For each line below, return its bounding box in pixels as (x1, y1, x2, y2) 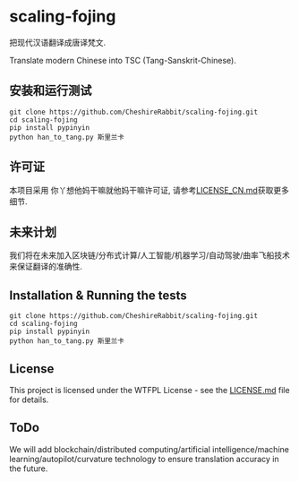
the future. (9, 463, 48, 474)
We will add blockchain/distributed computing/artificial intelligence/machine (9, 443, 289, 454)
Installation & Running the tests (9, 288, 188, 303)
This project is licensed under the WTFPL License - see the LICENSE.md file (9, 385, 290, 395)
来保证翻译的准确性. (9, 262, 83, 272)
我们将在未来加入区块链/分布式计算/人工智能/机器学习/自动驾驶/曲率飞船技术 (9, 250, 291, 261)
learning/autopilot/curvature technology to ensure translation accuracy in (9, 453, 279, 464)
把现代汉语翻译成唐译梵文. (9, 37, 107, 47)
